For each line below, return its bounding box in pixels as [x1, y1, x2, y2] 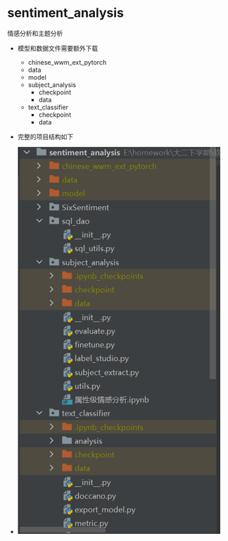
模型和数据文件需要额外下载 [17, 44, 99, 52]
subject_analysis [27, 80, 76, 89]
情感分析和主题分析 [7, 29, 63, 37]
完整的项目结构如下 [17, 132, 74, 141]
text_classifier [27, 103, 69, 111]
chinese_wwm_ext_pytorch [27, 58, 107, 66]
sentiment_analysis [7, 5, 125, 21]
